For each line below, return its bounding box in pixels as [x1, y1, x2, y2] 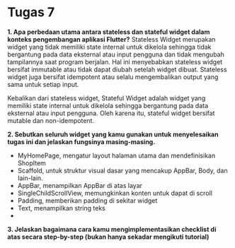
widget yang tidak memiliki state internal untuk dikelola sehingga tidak [7, 42, 212, 51]
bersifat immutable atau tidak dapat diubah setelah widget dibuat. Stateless [7, 65, 228, 73]
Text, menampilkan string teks [17, 203, 106, 212]
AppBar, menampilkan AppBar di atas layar [17, 181, 143, 189]
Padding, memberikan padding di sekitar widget [17, 196, 158, 205]
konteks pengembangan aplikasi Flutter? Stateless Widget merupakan [7, 35, 216, 43]
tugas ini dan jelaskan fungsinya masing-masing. [7, 137, 156, 146]
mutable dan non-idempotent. [7, 116, 94, 124]
